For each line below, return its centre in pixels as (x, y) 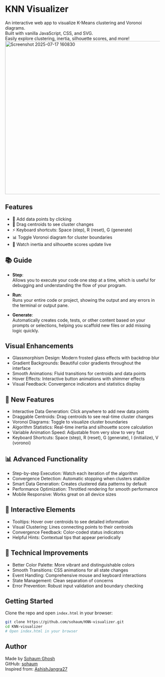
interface (21, 368)
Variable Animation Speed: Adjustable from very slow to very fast (78, 432)
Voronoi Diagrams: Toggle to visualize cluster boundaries (70, 422)
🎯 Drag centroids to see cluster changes (53, 224)
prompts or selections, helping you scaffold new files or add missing (81, 325)
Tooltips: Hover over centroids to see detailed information (70, 522)
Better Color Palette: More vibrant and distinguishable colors (73, 565)
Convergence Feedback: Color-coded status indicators (68, 532)
